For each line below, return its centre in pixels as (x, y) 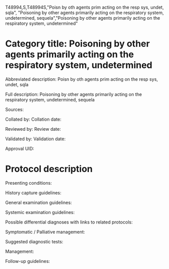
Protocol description (49, 169)
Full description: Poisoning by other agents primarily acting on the (74, 94)
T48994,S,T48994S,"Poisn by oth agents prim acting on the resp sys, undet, (84, 7)
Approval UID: (20, 148)
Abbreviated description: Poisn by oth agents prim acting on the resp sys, (81, 79)
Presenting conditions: (29, 183)
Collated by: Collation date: (33, 119)
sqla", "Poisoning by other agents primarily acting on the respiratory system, (84, 13)
